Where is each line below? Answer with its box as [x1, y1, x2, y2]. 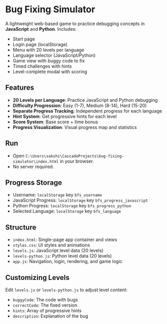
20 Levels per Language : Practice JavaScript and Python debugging [12, 97, 158, 103]
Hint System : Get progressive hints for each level [12, 113, 117, 119]
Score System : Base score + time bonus [12, 119, 99, 125]
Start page [12, 36, 35, 42]
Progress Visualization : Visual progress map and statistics [12, 124, 137, 130]
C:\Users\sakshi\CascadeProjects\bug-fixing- [25, 154, 124, 159]
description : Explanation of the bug [12, 313, 88, 319]
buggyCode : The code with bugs [12, 297, 78, 303]
